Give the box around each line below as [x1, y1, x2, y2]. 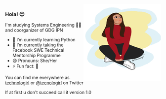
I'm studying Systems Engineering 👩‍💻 [5, 22, 82, 28]
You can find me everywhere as [5, 75, 70, 81]
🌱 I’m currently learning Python [12, 37, 76, 43]
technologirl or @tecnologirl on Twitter [5, 80, 84, 86]
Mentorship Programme [12, 53, 61, 59]
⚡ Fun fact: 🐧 [12, 63, 39, 69]
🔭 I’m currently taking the [12, 42, 64, 48]
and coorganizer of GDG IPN [5, 27, 63, 33]
